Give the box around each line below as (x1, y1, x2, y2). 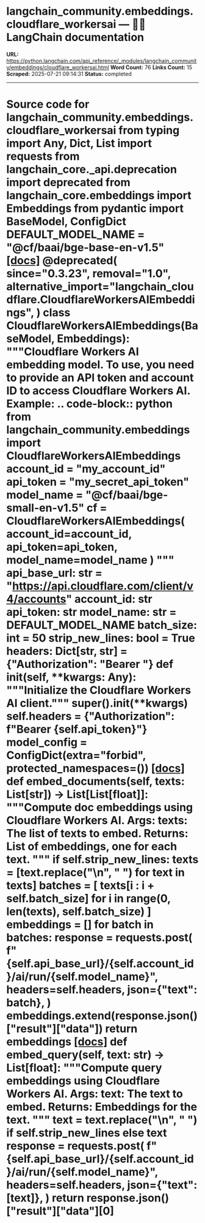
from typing (118, 124, 180, 137)
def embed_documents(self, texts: (6, 774, 185, 789)
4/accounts (6, 593, 67, 606)
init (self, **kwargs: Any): (6, 670, 137, 684)
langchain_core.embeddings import (6, 189, 192, 203)
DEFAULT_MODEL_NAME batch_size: (6, 618, 197, 632)
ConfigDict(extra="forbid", (6, 749, 146, 762)
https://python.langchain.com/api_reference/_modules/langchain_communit (6, 57, 197, 64)
